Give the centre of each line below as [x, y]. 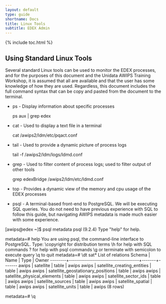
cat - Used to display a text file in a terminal [57, 126]
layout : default [22, 10]
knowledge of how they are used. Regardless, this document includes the [80, 86]
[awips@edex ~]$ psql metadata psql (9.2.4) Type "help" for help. [73, 229]
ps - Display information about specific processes [63, 106]
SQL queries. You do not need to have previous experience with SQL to [85, 209]
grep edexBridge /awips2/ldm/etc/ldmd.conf [58, 179]
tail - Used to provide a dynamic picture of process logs [69, 145]
